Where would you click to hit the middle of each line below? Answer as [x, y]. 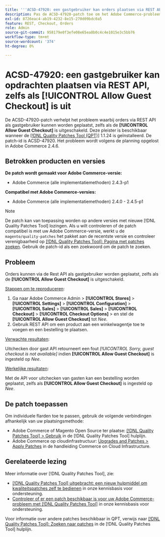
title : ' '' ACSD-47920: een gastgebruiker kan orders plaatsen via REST [80, 10]
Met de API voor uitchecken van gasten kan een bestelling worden [72, 378]
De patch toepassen [36, 404]
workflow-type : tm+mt [27, 37]
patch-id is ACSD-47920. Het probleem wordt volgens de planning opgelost [82, 141]
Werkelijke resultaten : [27, 368]
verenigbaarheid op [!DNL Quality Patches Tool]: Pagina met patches [75, 242]
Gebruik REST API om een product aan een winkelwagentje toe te [78, 324]
